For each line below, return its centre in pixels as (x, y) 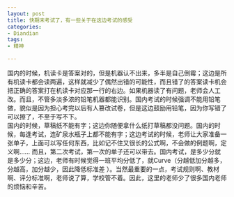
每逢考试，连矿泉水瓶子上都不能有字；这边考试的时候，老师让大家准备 (120, 134)
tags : (15, 40)
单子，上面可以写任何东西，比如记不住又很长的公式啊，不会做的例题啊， (117, 143)
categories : (24, 27)
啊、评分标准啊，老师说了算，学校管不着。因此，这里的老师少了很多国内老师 (117, 178)
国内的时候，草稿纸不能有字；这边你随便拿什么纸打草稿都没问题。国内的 (111, 125)
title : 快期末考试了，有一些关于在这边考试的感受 (70, 20)
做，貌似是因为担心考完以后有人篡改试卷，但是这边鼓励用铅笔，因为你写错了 (117, 108)
